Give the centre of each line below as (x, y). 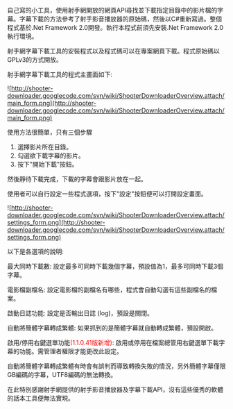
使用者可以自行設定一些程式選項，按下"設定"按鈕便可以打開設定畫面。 (107, 194)
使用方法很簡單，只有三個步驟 (50, 132)
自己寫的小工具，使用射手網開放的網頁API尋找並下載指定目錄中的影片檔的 (112, 10)
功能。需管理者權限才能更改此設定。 (71, 351)
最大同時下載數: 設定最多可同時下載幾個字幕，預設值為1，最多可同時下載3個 (115, 266)
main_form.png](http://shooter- (52, 103)
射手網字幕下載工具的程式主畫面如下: (60, 74)
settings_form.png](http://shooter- (56, 222)
